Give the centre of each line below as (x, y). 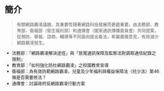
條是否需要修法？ (29, 77)
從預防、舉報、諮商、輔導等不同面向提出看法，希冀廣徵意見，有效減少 (88, 36)
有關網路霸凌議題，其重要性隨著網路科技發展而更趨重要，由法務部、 (85, 24)
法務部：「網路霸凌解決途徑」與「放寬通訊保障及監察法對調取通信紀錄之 (84, 53)
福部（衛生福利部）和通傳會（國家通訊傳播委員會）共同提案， (96, 30)
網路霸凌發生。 (32, 42)
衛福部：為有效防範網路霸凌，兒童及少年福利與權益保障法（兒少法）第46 (85, 71)
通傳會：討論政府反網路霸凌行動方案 (48, 83)
